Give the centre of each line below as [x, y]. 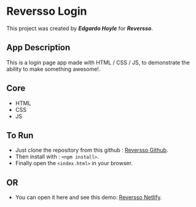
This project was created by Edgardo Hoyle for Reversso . [80, 28]
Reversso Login [47, 11]
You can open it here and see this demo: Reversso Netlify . [88, 197]
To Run [20, 135]
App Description [38, 48]
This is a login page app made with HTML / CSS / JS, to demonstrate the [98, 62]
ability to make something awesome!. [53, 69]
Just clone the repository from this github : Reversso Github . [92, 150]
